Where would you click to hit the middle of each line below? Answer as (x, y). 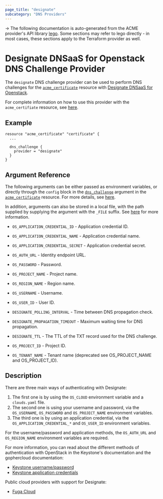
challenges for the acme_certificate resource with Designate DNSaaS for (79, 87)
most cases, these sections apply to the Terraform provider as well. (73, 38)
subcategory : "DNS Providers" (36, 14)
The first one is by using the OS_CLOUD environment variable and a (78, 397)
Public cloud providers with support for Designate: (56, 482)
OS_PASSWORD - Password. (37, 265)
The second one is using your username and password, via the (76, 407)
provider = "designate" (38, 151)
